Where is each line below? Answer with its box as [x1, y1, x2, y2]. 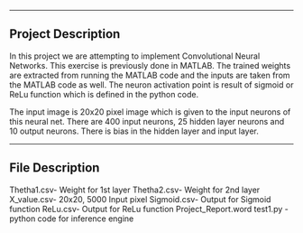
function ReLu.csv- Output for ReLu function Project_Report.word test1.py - [9, 203, 289, 214]
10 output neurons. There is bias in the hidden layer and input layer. [9, 126, 260, 136]
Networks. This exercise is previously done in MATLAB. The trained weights [9, 60, 291, 70]
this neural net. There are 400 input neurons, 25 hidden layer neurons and [9, 116, 285, 126]
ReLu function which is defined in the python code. [9, 89, 199, 99]
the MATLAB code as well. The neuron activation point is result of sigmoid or [9, 79, 294, 90]
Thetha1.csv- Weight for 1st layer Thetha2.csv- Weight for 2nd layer [9, 184, 261, 195]
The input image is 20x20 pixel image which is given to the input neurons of [9, 106, 291, 117]
